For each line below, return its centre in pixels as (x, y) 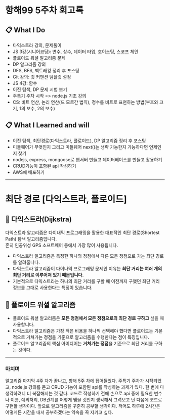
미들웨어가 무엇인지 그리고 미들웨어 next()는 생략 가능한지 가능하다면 (80, 147)
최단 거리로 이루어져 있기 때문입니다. (48, 275)
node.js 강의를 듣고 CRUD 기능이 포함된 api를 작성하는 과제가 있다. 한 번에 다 (88, 387)
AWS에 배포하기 (28, 172)
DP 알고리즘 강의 (29, 64)
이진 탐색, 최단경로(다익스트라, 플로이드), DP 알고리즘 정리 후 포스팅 (79, 141)
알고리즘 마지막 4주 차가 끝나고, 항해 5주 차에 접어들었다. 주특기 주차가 (75, 381)
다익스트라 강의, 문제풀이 (37, 45)
